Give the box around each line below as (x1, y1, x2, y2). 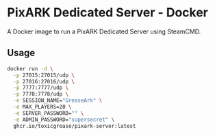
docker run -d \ (7, 65, 53, 72)
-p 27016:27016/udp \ (13, 78, 75, 85)
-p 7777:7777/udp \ (13, 84, 69, 92)
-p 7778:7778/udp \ (13, 91, 69, 98)
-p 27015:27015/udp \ (13, 72, 75, 79)
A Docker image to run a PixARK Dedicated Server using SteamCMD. (7, 27, 201, 36)
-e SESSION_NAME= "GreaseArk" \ (13, 97, 103, 104)
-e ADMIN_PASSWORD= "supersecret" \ (13, 116, 115, 123)
